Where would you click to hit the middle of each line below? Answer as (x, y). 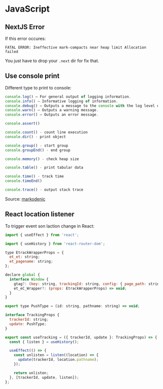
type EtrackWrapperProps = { (34, 252)
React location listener (40, 214)
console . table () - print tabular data (44, 168)
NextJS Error (25, 27)
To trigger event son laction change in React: (50, 226)
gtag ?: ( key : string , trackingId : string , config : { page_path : (80, 284)
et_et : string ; (25, 257)
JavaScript (27, 9)
